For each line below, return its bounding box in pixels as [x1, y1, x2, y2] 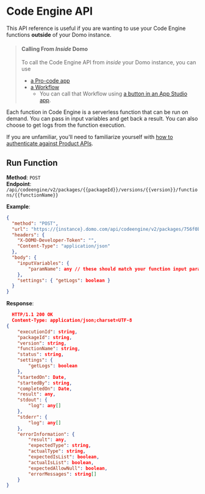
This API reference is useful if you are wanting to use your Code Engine [6, 24, 186, 32]
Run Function [6, 157, 58, 168]
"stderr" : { [17, 414, 48, 420]
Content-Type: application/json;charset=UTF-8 [12, 317, 132, 324]
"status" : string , [17, 351, 64, 357]
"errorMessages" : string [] [28, 471, 97, 477]
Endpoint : [6, 180, 32, 187]
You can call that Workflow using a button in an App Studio [39, 90, 188, 97]
